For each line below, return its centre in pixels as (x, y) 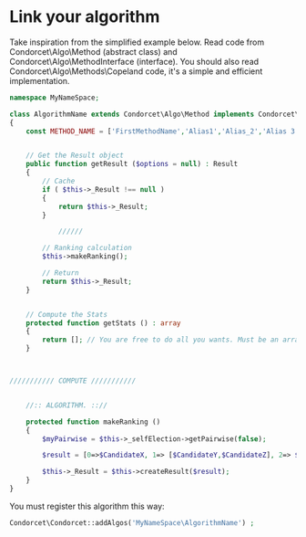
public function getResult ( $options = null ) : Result (132, 164)
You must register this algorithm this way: (87, 506)
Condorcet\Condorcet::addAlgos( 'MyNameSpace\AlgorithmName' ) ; (132, 522)
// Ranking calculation (87, 248)
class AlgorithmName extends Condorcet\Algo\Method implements (132, 114)
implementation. (40, 80)
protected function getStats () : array (103, 323)
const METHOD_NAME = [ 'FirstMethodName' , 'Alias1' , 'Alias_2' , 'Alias (156, 131)
